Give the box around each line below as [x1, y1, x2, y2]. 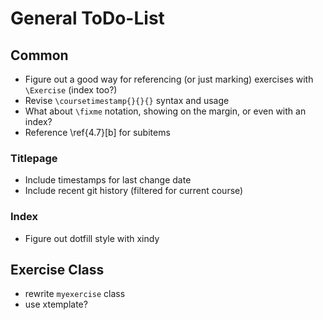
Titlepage [10, 151, 58, 165]
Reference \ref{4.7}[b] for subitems [24, 127, 171, 138]
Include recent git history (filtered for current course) [24, 185, 244, 197]
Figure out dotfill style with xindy [24, 232, 160, 244]
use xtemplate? [24, 298, 88, 311]
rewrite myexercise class [24, 288, 126, 300]
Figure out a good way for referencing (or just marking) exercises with [24, 73, 314, 85]
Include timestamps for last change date [24, 174, 192, 186]
